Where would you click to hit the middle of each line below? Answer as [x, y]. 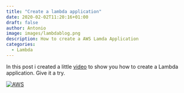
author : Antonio [26, 28]
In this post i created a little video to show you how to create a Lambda [92, 67]
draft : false [22, 22]
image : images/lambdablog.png [43, 34]
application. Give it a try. [35, 73]
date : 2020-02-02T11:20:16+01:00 [47, 17]
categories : [21, 45]
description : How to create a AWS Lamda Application [72, 39]
